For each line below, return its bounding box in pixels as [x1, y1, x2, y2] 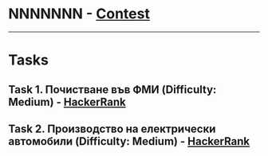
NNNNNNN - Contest [8, 5, 150, 23]
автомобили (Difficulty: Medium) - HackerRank [8, 135, 250, 148]
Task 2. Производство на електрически [8, 122, 216, 135]
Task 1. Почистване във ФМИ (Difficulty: [8, 83, 217, 96]
